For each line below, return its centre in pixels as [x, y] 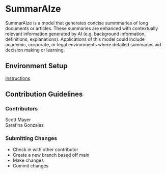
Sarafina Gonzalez [25, 125]
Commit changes [31, 165]
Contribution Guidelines [44, 94]
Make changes [28, 160]
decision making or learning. [35, 50]
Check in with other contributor [45, 149]
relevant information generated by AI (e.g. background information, [76, 34]
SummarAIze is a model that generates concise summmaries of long [77, 23]
